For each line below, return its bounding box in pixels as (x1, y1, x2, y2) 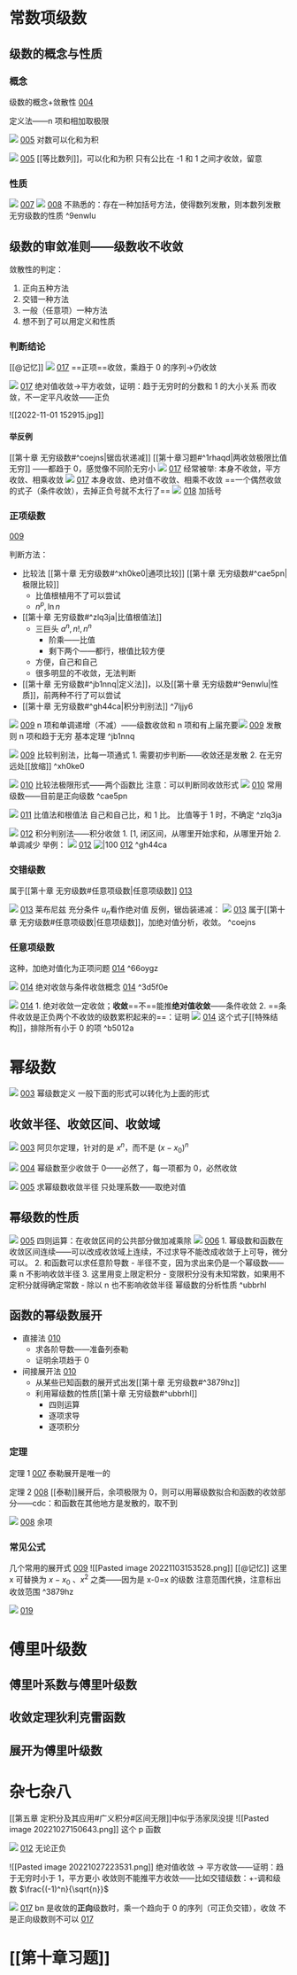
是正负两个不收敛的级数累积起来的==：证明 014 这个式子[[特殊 (32, 1012, 271, 1022)
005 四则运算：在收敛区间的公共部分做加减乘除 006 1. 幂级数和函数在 (19, 1235, 284, 1246)
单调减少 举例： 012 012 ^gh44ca (9, 839, 168, 851)
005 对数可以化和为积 (19, 134, 99, 144)
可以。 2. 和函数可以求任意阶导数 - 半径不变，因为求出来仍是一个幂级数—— (9, 1257, 285, 1268)
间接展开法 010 (21, 1366, 77, 1377)
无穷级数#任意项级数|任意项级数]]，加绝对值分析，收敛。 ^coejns (19, 917, 256, 928)
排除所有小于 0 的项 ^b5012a (30, 1022, 134, 1033)
